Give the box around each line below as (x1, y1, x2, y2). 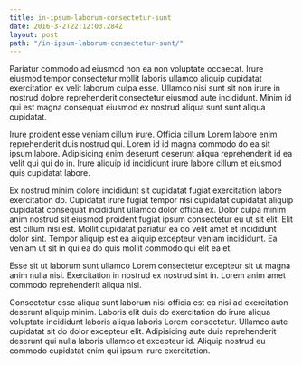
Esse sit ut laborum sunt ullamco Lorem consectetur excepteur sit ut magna (9, 260, 291, 272)
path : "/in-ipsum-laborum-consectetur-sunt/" (9, 38, 184, 48)
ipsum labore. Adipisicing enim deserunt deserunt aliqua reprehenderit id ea (9, 149, 293, 159)
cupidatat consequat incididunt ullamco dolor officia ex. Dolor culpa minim (9, 205, 287, 216)
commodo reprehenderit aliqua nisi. (9, 280, 142, 291)
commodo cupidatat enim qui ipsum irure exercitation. (9, 345, 211, 356)
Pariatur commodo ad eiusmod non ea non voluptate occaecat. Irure (9, 63, 264, 74)
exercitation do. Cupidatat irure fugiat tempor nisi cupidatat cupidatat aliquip (9, 195, 294, 206)
